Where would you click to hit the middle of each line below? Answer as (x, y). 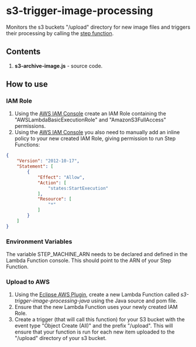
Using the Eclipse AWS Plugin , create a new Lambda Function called (97, 295)
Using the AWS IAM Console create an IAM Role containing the (90, 114)
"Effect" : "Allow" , (61, 177)
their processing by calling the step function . (60, 33)
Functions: (27, 145)
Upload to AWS (28, 281)
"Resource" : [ (54, 199)
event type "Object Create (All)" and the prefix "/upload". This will (94, 326)
